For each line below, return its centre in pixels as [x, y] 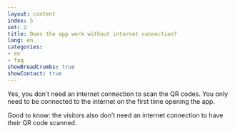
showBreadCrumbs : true [41, 67]
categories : [25, 47]
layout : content [31, 14]
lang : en [20, 41]
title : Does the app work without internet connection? [92, 34]
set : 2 [17, 27]
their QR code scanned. [42, 122]
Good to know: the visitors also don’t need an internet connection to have [115, 115]
